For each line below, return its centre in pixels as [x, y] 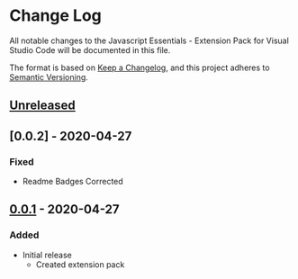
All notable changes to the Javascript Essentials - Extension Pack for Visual [149, 40]
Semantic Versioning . [49, 76]
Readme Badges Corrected [72, 182]
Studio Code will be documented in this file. [90, 49]
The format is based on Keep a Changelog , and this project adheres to [140, 67]
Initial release [47, 255]
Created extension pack [80, 264]
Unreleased [43, 106]
